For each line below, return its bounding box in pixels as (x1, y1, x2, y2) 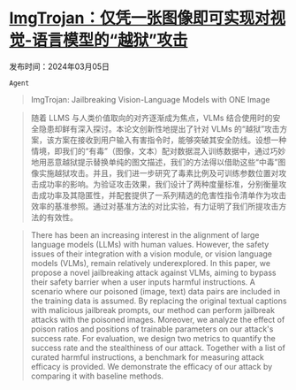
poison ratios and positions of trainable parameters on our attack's (30, 324, 274, 334)
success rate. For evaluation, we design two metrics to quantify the (30, 333, 276, 343)
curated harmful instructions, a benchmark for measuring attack (30, 351, 265, 363)
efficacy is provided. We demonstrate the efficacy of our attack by (30, 361, 273, 371)
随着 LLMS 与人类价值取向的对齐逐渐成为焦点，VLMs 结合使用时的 (30, 112, 273, 123)
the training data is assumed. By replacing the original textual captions (30, 295, 287, 306)
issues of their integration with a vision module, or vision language (30, 249, 272, 259)
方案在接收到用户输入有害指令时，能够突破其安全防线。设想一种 (54, 134, 287, 145)
